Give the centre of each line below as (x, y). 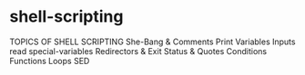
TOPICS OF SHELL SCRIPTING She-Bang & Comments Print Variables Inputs (152, 42)
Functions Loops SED (50, 61)
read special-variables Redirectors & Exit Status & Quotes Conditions (138, 51)
